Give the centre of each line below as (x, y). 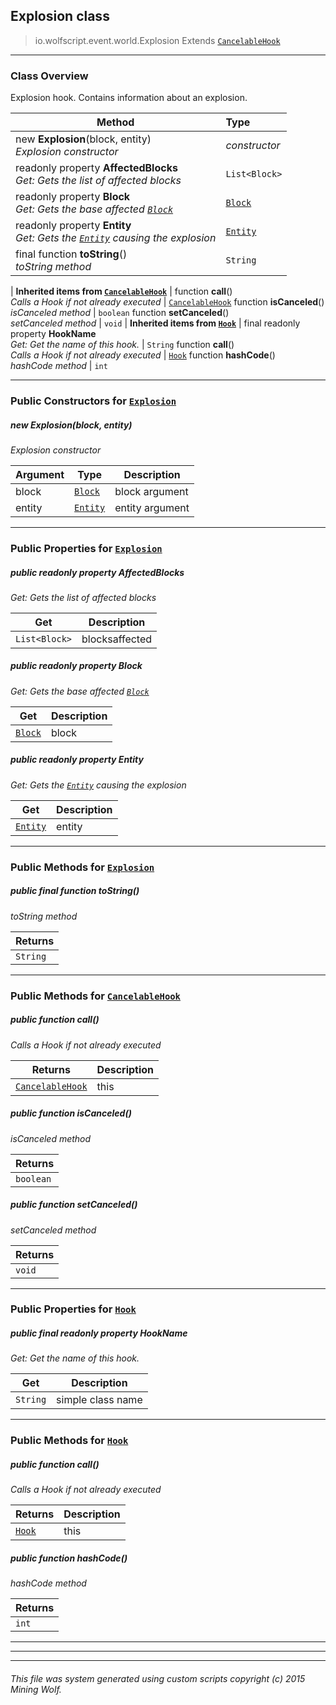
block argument (151, 491)
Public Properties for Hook (73, 1309)
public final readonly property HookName (99, 1333)
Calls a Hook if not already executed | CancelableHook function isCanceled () (167, 302)
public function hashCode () (69, 1558)
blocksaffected (117, 639)
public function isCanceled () (71, 1113)
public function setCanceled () (74, 1205)
